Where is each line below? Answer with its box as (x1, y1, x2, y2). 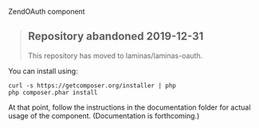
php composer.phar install (8, 88, 98, 96)
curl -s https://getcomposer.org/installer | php (8, 81, 177, 90)
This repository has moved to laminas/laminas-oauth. (27, 51, 203, 60)
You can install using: (8, 66, 78, 76)
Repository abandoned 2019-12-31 (27, 29, 204, 43)
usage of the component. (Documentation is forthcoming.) (8, 111, 200, 120)
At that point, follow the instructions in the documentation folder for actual (8, 103, 251, 112)
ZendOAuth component (8, 7, 85, 16)
